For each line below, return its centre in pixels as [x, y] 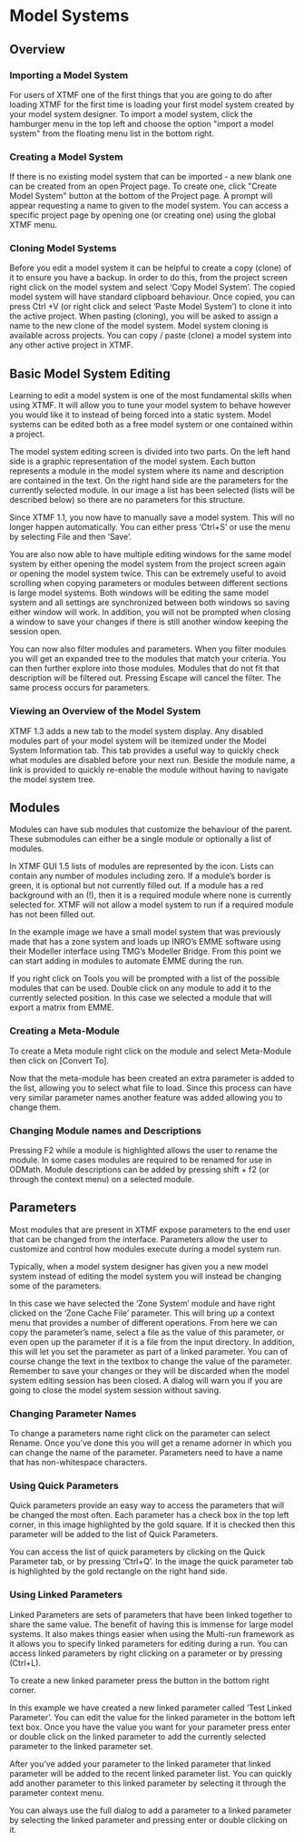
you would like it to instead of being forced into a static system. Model [141, 415]
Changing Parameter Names [73, 1414]
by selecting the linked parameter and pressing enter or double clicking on [148, 1819]
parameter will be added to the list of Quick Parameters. [114, 1534]
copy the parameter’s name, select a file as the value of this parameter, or [147, 1332]
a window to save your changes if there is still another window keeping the [149, 622]
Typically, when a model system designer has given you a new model [139, 1266]
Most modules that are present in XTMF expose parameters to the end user [150, 1230]
